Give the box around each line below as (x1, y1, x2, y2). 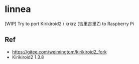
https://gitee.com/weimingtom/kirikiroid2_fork (12, 48, 107, 54)
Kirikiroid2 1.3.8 (12, 54, 44, 60)
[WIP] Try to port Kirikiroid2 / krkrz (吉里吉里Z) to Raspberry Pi (5, 20, 134, 26)
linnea (5, 3, 31, 15)
